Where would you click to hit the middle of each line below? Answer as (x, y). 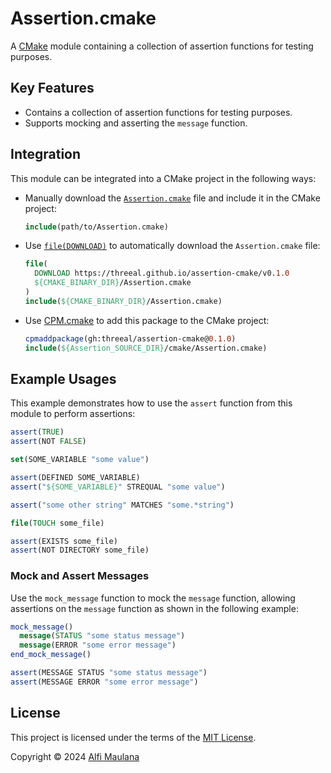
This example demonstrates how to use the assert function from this (151, 403)
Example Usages (63, 378)
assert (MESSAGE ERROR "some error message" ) (104, 682)
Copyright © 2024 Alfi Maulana (75, 756)
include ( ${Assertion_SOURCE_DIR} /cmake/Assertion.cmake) (146, 348)
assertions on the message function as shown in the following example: (154, 608)
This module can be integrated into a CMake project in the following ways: (163, 178)
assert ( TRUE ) (37, 432)
